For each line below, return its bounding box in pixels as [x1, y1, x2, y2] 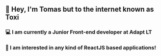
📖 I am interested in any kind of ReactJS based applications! [5, 44, 156, 51]
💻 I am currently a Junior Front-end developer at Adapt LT [5, 29, 152, 36]
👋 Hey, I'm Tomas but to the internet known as [5, 5, 154, 14]
